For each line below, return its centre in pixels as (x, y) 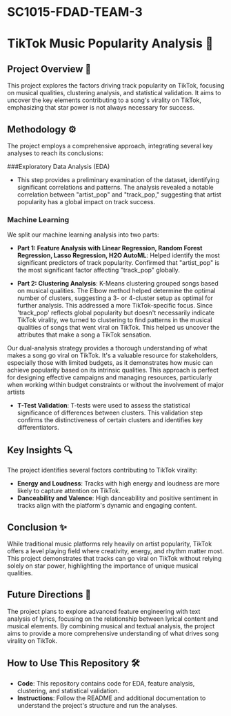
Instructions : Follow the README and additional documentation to (111, 698)
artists (16, 392)
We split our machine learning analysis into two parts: (83, 235)
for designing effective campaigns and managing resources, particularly (110, 377)
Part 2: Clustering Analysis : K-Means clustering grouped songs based (118, 284)
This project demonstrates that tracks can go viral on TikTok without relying (114, 558)
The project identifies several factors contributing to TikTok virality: (102, 470)
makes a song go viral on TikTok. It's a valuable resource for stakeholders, (113, 355)
